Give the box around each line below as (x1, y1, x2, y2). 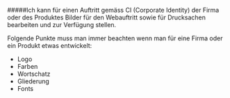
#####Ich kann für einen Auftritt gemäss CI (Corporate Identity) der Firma (7, 6, 220, 14)
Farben (17, 63, 38, 70)
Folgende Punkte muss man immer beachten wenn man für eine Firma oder (7, 34, 223, 42)
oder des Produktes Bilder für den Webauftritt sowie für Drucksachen (7, 13, 206, 22)
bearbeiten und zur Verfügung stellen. (7, 21, 117, 28)
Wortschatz (17, 70, 51, 78)
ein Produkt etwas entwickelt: (7, 42, 92, 49)
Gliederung (17, 77, 50, 85)
